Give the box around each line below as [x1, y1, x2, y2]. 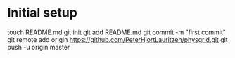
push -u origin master [7, 43, 70, 51]
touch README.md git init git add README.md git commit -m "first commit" [7, 28, 227, 36]
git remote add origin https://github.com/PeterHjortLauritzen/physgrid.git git [7, 35, 228, 43]
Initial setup [7, 5, 77, 21]
